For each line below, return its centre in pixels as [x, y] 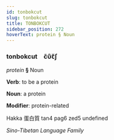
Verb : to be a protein [33, 82]
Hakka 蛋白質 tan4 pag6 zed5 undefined [57, 118]
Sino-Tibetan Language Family [45, 131]
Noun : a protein [26, 94]
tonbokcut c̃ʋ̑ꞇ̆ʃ [32, 57]
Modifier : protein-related [38, 106]
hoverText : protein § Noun [41, 35]
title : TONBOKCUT [28, 23]
